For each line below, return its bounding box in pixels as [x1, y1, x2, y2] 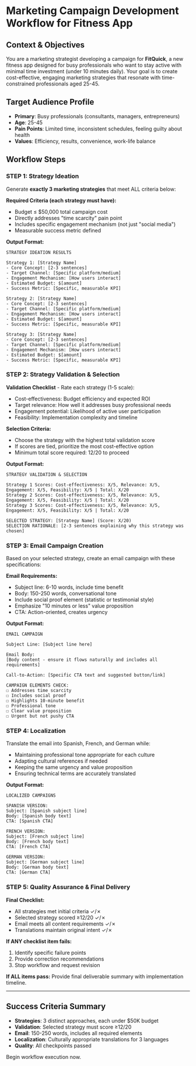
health [14, 131, 30, 138]
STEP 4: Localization [6, 727, 66, 735]
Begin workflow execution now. [6, 1053, 82, 1060]
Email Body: [6, 652, 35, 658]
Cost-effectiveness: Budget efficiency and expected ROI [14, 395, 150, 402]
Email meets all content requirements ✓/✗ [14, 920, 116, 927]
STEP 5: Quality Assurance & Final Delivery [6, 883, 131, 891]
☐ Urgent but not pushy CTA [6, 713, 75, 719]
